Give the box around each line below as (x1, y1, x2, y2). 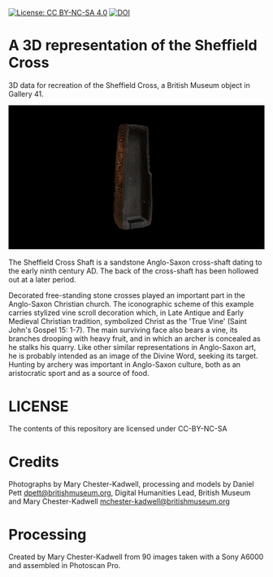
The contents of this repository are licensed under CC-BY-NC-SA (8, 424, 227, 434)
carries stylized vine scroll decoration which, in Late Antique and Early (8, 308, 244, 317)
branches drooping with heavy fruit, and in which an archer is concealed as (8, 334, 262, 343)
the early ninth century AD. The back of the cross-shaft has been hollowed (8, 266, 258, 276)
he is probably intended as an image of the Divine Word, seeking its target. (8, 351, 258, 361)
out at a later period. (8, 275, 76, 285)
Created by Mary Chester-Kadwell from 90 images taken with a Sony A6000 (8, 552, 264, 562)
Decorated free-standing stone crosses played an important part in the (8, 291, 245, 300)
